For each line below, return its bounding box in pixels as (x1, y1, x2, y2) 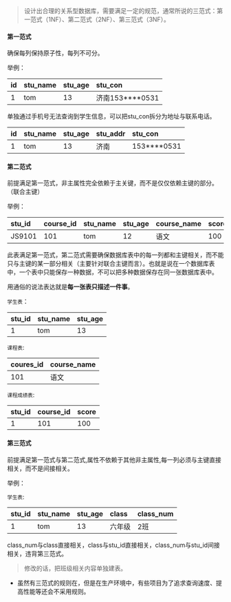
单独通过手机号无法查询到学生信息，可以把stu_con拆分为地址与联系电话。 (7, 112, 216, 121)
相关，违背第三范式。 (7, 549, 67, 557)
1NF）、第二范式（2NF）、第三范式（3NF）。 (47, 15, 170, 23)
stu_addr (96, 129, 126, 138)
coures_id (10, 360, 44, 369)
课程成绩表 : (7, 391, 35, 399)
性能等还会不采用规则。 (23, 587, 90, 595)
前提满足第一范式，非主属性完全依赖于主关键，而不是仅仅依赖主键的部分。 (7, 179, 218, 187)
